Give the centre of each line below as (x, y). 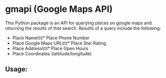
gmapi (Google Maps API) (59, 9)
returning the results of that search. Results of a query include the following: (83, 28)
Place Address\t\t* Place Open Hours (50, 48)
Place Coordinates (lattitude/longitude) (52, 54)
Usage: (17, 69)
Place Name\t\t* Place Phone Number (51, 38)
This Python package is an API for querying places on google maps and (79, 23)
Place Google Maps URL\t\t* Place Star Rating (59, 43)
